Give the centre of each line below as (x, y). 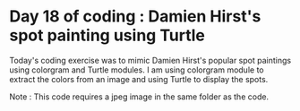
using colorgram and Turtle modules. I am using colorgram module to (137, 70)
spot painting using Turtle (107, 35)
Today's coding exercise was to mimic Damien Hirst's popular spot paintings (150, 60)
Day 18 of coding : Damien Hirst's (135, 17)
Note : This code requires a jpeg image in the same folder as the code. (139, 97)
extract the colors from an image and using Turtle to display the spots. (139, 79)
